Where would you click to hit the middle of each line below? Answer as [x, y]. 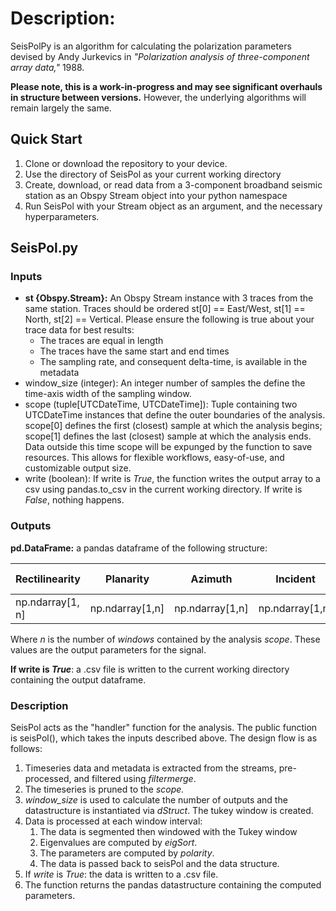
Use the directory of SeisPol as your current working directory [153, 174]
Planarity [127, 579]
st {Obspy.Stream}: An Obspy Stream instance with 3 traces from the [169, 298]
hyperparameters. [62, 216]
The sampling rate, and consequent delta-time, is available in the [173, 362]
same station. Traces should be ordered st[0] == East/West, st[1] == [165, 309]
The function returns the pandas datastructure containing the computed [173, 885]
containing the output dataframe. [78, 679]
